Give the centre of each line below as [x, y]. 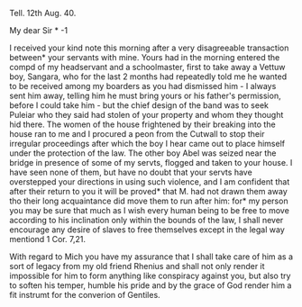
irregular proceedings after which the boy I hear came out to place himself [147, 144]
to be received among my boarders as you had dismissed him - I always [143, 86]
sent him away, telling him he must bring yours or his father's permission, [145, 95]
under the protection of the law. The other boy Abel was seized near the [143, 153]
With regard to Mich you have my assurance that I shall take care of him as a [151, 257]
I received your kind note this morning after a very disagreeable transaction [149, 48]
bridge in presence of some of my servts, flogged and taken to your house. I [151, 163]
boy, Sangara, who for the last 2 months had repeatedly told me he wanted [148, 77]
